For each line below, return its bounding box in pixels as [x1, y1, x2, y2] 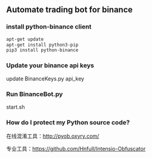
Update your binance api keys [6, 61, 94, 70]
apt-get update [6, 36, 44, 42]
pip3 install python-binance [6, 47, 79, 53]
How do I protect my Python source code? [6, 118, 130, 126]
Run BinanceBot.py [6, 89, 63, 98]
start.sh [6, 103, 25, 110]
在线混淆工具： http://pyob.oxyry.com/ [6, 132, 100, 140]
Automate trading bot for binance [6, 5, 133, 15]
